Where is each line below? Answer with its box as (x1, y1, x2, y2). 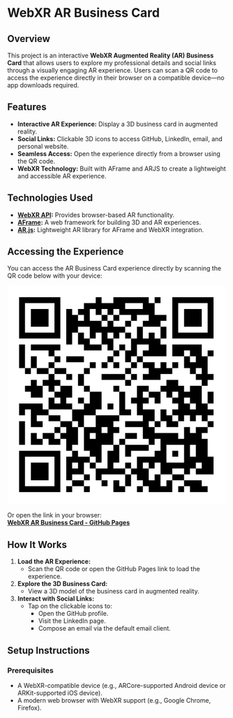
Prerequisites (7, 666, 54, 675)
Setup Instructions (7, 645, 90, 656)
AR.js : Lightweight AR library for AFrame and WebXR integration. (17, 225, 204, 234)
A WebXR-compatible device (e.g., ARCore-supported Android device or (17, 681, 226, 689)
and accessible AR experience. (17, 171, 107, 180)
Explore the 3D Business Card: (17, 580, 108, 588)
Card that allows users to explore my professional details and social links (7, 59, 216, 67)
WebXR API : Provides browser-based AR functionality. (17, 210, 175, 219)
